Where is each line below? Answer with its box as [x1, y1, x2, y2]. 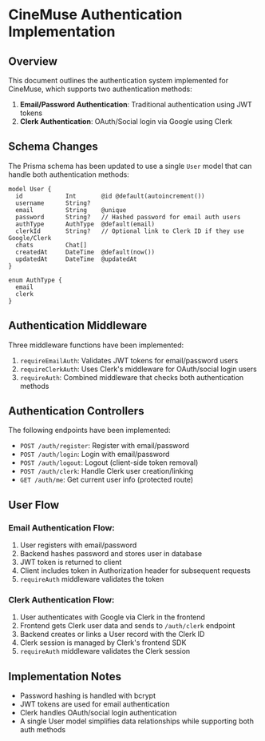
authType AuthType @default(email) [15, 220, 156, 228]
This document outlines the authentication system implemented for [8, 76, 229, 85]
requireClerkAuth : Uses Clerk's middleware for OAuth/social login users [19, 364, 257, 374]
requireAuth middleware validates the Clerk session [19, 647, 191, 656]
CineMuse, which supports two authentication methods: [8, 84, 193, 94]
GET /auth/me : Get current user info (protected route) [19, 475, 194, 485]
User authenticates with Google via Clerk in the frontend [19, 612, 206, 622]
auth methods [19, 725, 66, 735]
